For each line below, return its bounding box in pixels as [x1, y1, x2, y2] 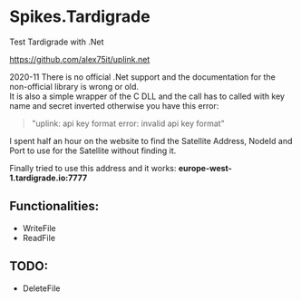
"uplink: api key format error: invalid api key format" [31, 118, 225, 129]
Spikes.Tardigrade [9, 6, 151, 27]
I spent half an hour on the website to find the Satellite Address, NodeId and [9, 135, 293, 146]
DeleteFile [22, 283, 61, 294]
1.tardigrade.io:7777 [9, 172, 88, 183]
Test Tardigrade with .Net [9, 36, 104, 47]
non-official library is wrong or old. [9, 81, 139, 92]
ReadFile [22, 232, 56, 243]
